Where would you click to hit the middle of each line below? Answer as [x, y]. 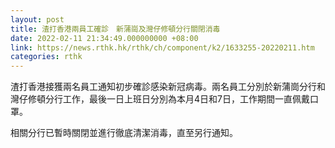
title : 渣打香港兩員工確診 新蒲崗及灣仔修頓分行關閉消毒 [115, 29]
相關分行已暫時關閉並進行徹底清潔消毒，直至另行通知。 [124, 133]
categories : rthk [46, 57]
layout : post [37, 19]
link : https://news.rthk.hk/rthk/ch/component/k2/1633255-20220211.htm [162, 47]
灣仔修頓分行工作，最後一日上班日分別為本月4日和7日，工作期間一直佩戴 [160, 99]
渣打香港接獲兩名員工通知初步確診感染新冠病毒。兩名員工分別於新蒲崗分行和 [168, 87]
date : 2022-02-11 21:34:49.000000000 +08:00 [104, 38]
